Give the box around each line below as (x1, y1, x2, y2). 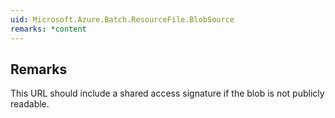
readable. (10, 98, 50, 110)
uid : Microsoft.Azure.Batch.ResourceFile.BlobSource (10, 14, 235, 25)
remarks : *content (10, 24, 87, 34)
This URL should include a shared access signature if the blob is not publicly (10, 87, 325, 100)
